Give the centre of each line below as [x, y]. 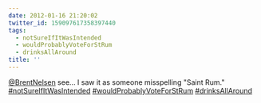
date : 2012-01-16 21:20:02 [53, 15]
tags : [17, 30]
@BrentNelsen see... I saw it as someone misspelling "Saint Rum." [117, 82]
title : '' [25, 60]
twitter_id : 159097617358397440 [62, 23]
